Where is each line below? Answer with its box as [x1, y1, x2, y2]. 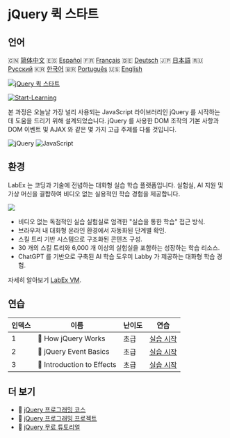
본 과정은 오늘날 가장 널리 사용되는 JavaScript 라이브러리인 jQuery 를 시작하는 [8, 108, 221, 116]
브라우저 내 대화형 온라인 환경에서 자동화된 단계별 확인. [17, 226, 167, 234]
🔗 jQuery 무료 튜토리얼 [17, 423, 81, 432]
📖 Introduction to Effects [38, 359, 117, 369]
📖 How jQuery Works [38, 334, 106, 343]
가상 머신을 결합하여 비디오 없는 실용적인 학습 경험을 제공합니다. [8, 189, 181, 198]
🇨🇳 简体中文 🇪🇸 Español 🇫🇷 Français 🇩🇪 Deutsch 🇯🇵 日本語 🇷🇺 [8, 56, 204, 64]
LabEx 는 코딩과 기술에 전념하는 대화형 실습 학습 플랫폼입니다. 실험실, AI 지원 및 [8, 180, 224, 189]
